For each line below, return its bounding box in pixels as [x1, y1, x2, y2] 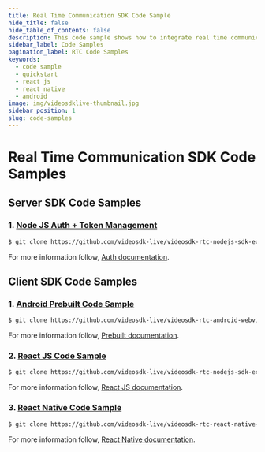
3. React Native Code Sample [8, 402, 122, 413]
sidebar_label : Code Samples [8, 41, 104, 49]
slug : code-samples [8, 114, 73, 122]
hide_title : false [8, 19, 69, 27]
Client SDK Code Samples [8, 275, 138, 289]
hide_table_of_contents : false [8, 26, 111, 34]
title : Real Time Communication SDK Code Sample [8, 11, 171, 20]
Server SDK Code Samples [8, 196, 142, 210]
